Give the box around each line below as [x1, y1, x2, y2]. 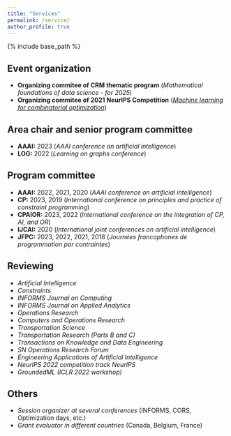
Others [7, 388, 38, 400]
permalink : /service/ [7, 17, 70, 24]
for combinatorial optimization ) [17, 103, 107, 112]
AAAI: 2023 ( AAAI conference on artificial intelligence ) [17, 142, 177, 150]
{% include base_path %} [7, 43, 81, 51]
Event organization [7, 62, 91, 74]
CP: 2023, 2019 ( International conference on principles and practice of [17, 195, 222, 204]
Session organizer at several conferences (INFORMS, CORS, [17, 406, 192, 415]
